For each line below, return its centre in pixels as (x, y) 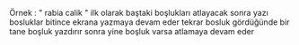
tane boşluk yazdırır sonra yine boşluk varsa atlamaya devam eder (132, 31)
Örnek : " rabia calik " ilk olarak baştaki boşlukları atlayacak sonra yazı (139, 13)
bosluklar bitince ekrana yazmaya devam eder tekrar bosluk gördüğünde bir (149, 22)
